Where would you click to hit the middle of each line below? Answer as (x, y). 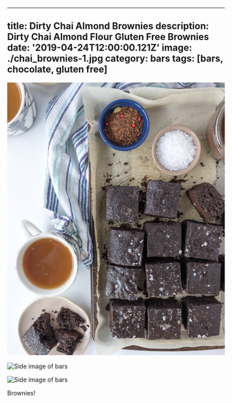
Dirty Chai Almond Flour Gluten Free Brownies (108, 37)
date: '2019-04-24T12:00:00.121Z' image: (99, 48)
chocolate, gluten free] (57, 70)
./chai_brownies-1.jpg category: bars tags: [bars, (115, 59)
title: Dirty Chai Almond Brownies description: (108, 26)
